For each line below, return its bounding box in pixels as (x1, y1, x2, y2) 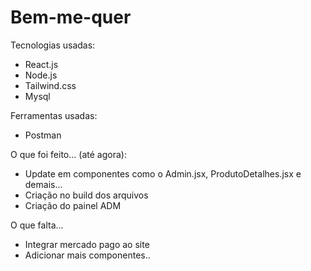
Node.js (24, 69, 58, 81)
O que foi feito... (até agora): (10, 148, 127, 160)
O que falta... (10, 219, 64, 231)
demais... (24, 178, 63, 190)
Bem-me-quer (10, 6, 132, 29)
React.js (24, 58, 59, 70)
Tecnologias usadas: (10, 39, 96, 51)
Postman (24, 129, 62, 141)
